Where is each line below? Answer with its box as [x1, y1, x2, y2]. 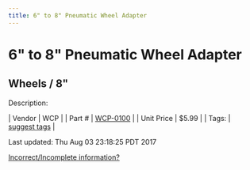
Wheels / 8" [8, 77, 69, 91]
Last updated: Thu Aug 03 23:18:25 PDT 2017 [8, 137, 157, 146]
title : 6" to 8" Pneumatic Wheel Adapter [8, 11, 148, 20]
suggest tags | [8, 122, 56, 131]
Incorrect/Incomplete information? [8, 152, 121, 162]
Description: [8, 98, 48, 108]
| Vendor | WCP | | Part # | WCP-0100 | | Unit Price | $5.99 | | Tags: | [8, 113, 231, 123]
